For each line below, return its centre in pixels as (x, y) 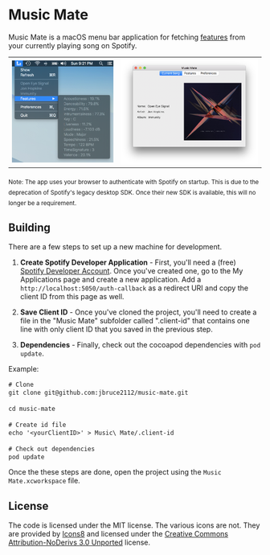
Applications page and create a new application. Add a (110, 280)
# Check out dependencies (51, 449)
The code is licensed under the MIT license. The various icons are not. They (134, 525)
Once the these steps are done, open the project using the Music (115, 472)
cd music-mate (32, 409)
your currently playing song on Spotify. (73, 45)
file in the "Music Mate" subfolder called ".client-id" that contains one (135, 321)
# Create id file (37, 425)
